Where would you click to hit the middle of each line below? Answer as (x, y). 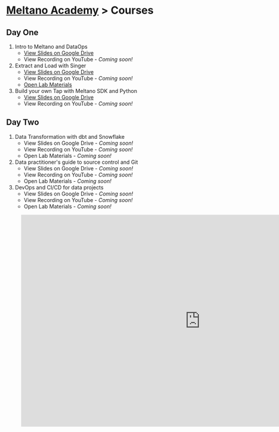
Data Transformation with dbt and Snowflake (70, 136)
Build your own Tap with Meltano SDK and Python (76, 91)
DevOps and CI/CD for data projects (59, 187)
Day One (22, 32)
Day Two (23, 122)
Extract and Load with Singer (50, 66)
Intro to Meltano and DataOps (51, 46)
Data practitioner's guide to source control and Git (76, 162)
